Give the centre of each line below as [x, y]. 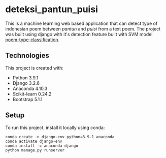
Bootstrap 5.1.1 [27, 99]
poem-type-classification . [32, 40]
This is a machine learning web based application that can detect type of [81, 23]
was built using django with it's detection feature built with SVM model [79, 34]
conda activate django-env [34, 141]
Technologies [27, 56]
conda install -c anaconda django [42, 146]
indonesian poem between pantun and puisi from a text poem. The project [83, 28]
